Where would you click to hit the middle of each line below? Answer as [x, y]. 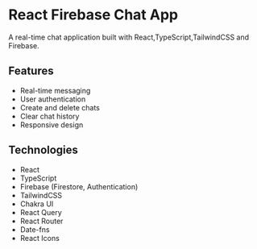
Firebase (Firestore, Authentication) [79, 186]
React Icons [40, 238]
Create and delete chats [60, 107]
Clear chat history [50, 116]
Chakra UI [37, 204]
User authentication [53, 99]
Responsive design [52, 124]
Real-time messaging [55, 90]
